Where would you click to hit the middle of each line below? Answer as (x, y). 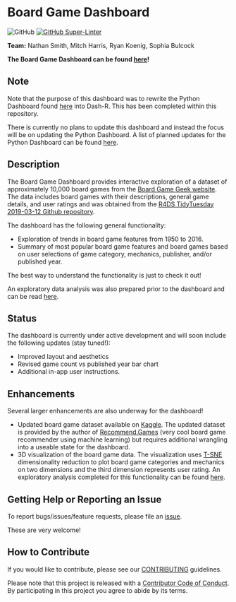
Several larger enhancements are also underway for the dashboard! (105, 411)
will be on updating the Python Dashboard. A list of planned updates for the (117, 134)
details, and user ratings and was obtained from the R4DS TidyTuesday (111, 204)
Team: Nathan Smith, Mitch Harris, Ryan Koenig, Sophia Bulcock (101, 45)
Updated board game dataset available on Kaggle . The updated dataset (121, 425)
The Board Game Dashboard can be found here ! (79, 59)
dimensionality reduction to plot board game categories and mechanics (121, 462)
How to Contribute (49, 552)
